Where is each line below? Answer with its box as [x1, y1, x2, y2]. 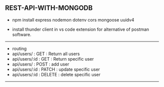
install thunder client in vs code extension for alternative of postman [12, 26, 149, 32]
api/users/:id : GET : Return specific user [12, 56, 94, 62]
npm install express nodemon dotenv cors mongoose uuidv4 [12, 17, 135, 22]
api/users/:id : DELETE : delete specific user [12, 71, 101, 77]
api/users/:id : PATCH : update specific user [12, 66, 100, 72]
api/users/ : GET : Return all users [12, 51, 80, 57]
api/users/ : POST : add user [12, 61, 69, 67]
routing [12, 45, 27, 51]
